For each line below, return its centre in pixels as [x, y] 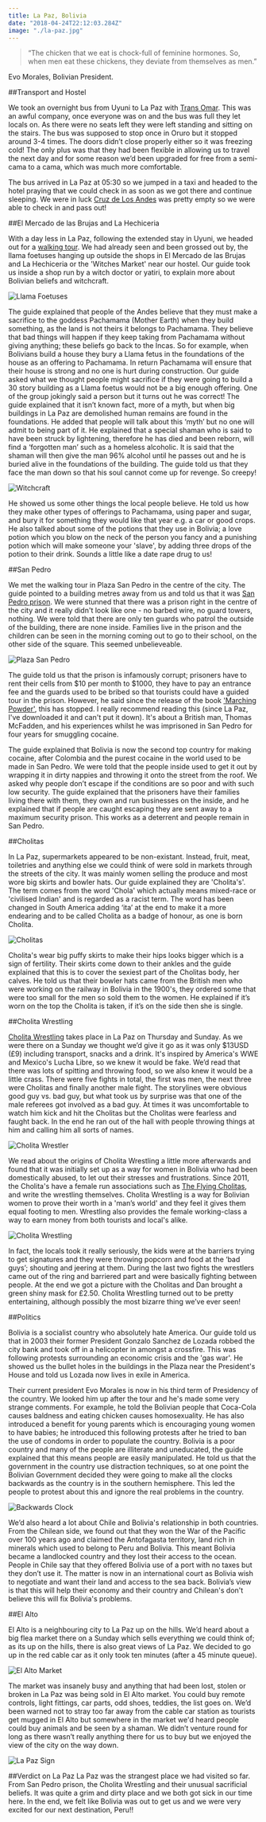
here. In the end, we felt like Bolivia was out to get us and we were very [125, 1801]
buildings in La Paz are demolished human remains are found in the [118, 413]
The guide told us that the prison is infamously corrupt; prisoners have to [128, 675]
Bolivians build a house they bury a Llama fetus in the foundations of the [126, 354]
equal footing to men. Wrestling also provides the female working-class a [128, 1212]
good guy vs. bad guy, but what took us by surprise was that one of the [125, 1097]
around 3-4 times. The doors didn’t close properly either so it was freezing [130, 142]
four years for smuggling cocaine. [64, 734]
